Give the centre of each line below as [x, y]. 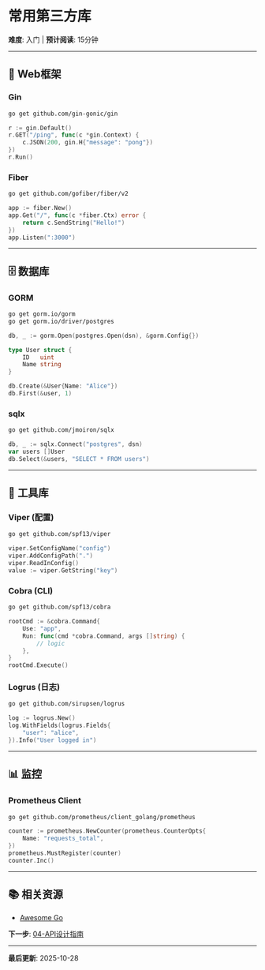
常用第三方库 [50, 16]
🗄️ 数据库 [29, 271]
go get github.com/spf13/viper [60, 534]
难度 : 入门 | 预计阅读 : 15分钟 [53, 39]
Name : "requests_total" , [63, 839]
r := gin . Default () [40, 128]
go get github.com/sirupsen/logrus [67, 704]
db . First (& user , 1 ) [40, 394]
